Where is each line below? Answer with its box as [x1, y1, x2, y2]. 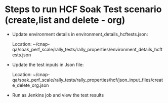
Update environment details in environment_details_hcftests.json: [12, 31, 148, 37]
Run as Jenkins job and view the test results [12, 92, 104, 98]
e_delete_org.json [12, 82, 49, 88]
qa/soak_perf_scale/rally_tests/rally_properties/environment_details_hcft [12, 46, 163, 52]
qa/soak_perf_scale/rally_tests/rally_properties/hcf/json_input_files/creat [12, 77, 163, 83]
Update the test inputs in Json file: [12, 61, 84, 67]
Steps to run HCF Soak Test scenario [5, 4, 162, 15]
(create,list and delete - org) [5, 14, 125, 26]
